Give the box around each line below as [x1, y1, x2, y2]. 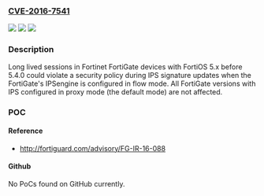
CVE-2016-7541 [8, 6, 70, 17]
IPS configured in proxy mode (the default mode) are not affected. [8, 87, 223, 96]
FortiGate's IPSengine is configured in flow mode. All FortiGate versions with [8, 79, 256, 88]
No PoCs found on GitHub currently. [8, 179, 125, 188]
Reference [8, 126, 43, 135]
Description [8, 44, 54, 55]
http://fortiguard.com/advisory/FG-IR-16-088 [19, 143, 166, 153]
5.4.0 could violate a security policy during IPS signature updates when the [8, 70, 252, 80]
